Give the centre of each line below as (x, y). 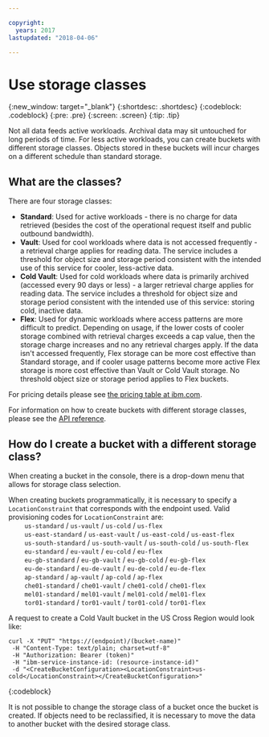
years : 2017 (36, 30)
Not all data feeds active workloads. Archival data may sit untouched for (128, 131)
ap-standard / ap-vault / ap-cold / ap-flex (93, 576)
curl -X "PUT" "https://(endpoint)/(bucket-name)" (95, 641)
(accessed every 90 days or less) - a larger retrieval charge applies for (137, 285)
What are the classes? (65, 182)
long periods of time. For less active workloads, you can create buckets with (134, 139)
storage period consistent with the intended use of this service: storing (137, 302)
